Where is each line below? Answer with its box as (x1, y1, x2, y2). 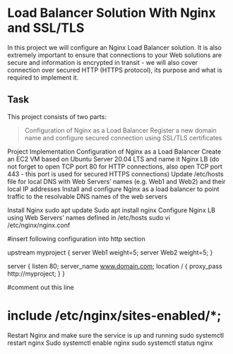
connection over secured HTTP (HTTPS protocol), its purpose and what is (7, 66, 222, 74)
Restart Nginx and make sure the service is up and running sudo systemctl (7, 331, 225, 339)
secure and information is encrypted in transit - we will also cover (7, 58, 198, 66)
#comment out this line (7, 283, 74, 291)
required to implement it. (7, 73, 79, 82)
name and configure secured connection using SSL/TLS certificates (24, 133, 222, 142)
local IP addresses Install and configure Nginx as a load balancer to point (7, 185, 220, 193)
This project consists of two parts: (7, 112, 107, 121)
